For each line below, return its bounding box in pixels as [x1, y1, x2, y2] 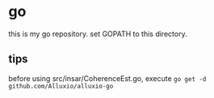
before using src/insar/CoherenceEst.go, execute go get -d [8, 73, 207, 83]
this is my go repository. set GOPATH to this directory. [8, 29, 187, 39]
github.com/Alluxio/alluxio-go [8, 82, 114, 90]
